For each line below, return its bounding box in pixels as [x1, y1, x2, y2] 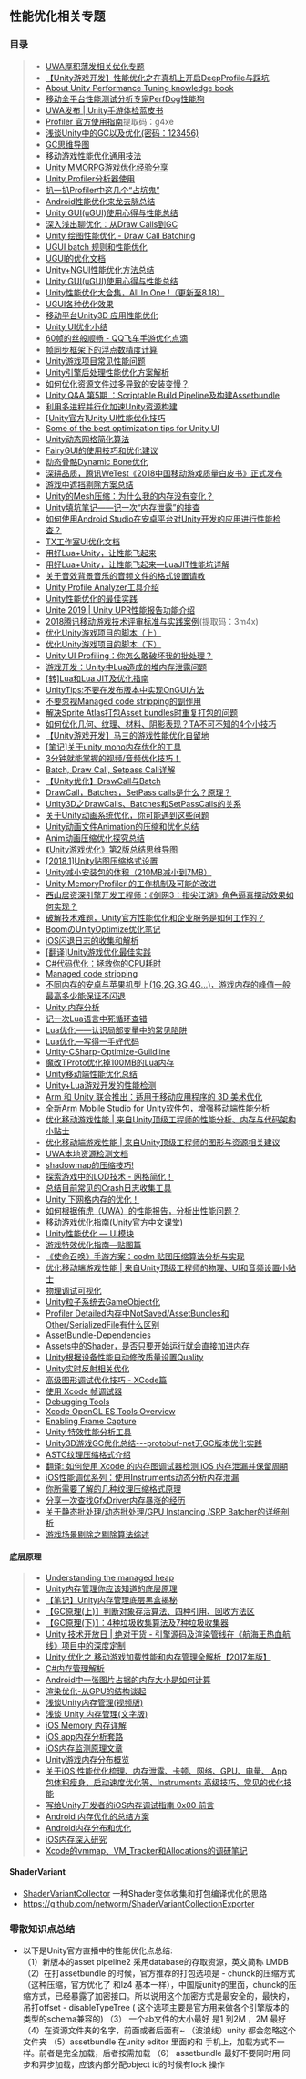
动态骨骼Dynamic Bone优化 [45, 456, 148, 467]
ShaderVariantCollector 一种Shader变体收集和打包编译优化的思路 [22, 1888, 267, 1899]
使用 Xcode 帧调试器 [45, 1385, 123, 1397]
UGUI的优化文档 [45, 253, 107, 264]
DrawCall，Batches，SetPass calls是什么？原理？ [45, 787, 232, 798]
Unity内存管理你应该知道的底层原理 [45, 1583, 178, 1594]
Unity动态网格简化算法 [45, 433, 130, 444]
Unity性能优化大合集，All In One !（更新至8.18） [45, 286, 225, 298]
